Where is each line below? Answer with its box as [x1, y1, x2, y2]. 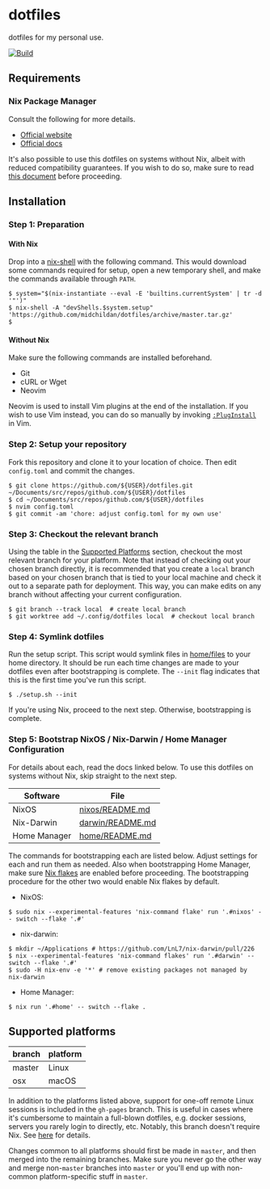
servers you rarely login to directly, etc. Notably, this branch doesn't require [8, 1122, 260, 1132]
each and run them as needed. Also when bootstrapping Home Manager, [8, 859, 251, 869]
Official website [19, 129, 73, 139]
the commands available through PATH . [8, 274, 136, 284]
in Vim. [8, 419, 32, 428]
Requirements [8, 71, 81, 86]
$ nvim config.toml [8, 503, 74, 511]
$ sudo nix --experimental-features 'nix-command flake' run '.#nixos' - [8, 908, 263, 916]
